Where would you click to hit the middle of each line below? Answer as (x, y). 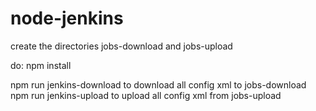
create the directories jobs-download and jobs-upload (121, 46)
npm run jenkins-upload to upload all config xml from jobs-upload (146, 95)
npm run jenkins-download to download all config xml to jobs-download (158, 84)
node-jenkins (67, 18)
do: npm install (41, 65)
